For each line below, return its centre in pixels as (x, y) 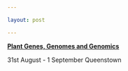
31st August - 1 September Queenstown (64, 60)
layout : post (26, 20)
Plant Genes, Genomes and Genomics (63, 46)
